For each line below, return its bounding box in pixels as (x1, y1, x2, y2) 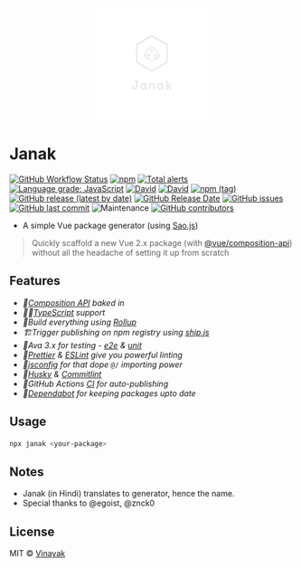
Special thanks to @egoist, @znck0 (22, 497, 155, 508)
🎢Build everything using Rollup (22, 317, 137, 327)
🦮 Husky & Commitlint (22, 368, 102, 379)
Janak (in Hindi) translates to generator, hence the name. (22, 488, 235, 499)
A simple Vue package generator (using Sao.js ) (22, 220, 199, 231)
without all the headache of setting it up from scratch (31, 247, 230, 258)
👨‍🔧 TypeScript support (22, 307, 106, 317)
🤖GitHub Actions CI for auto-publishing (22, 378, 169, 389)
